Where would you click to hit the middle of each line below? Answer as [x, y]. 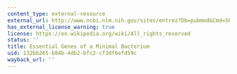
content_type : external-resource [56, 14]
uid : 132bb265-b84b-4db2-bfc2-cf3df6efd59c [72, 54]
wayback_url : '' [31, 60]
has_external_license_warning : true [61, 27]
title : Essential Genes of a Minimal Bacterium [79, 47]
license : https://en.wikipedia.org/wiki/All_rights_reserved [99, 33]
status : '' [23, 40]
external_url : [28, 20]
